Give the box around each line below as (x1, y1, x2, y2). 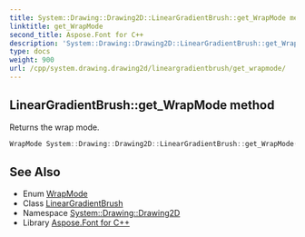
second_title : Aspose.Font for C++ (9, 30, 144, 39)
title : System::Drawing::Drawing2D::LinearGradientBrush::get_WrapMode (9, 13, 286, 23)
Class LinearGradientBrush (22, 198, 123, 209)
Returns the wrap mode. (9, 122, 100, 133)
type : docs (9, 47, 51, 56)
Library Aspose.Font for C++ (22, 217, 130, 228)
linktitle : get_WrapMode (9, 22, 103, 31)
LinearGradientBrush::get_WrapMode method (9, 97, 275, 114)
